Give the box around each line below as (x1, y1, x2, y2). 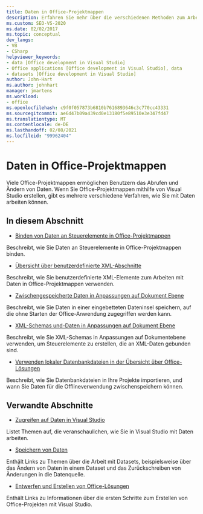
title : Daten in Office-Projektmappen (6, 8, 104, 15)
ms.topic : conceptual (6, 32, 61, 38)
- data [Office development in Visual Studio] (6, 59, 126, 65)
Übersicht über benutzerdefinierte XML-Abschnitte (14, 262, 142, 269)
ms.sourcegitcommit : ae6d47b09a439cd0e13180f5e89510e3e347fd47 (6, 110, 169, 116)
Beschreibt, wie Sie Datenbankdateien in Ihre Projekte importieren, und (6, 376, 182, 384)
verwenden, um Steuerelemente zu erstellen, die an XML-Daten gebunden (6, 340, 191, 347)
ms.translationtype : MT (6, 116, 66, 122)
